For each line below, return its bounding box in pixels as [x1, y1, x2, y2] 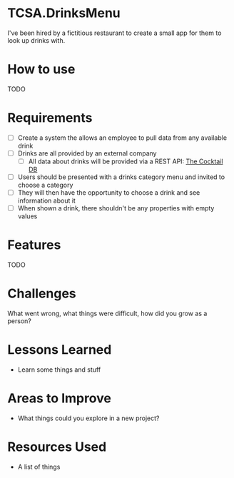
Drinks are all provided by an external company [17, 148, 157, 158]
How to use [7, 61, 76, 78]
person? [7, 317, 32, 325]
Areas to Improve [7, 390, 112, 407]
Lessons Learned [7, 342, 112, 358]
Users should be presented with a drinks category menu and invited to [17, 173, 225, 181]
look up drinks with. [7, 36, 66, 44]
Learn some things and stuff [17, 365, 101, 374]
